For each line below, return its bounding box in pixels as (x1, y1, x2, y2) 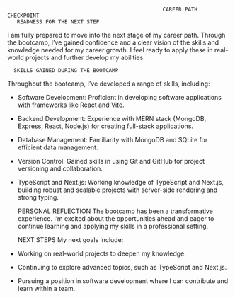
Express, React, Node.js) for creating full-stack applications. (17, 122, 193, 130)
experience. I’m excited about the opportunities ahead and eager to (17, 214, 214, 222)
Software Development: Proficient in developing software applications (17, 93, 222, 101)
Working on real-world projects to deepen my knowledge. (17, 249, 186, 258)
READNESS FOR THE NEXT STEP (16, 18, 100, 25)
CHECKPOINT (7, 12, 40, 19)
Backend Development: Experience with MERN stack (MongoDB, (17, 115, 207, 122)
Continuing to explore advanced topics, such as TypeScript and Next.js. (17, 263, 227, 271)
